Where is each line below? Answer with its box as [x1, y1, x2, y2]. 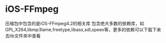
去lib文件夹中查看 [5, 33, 41, 39]
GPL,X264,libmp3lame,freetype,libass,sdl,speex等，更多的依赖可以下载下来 [5, 26, 161, 33]
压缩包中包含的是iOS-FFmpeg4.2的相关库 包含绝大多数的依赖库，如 [5, 20, 144, 26]
